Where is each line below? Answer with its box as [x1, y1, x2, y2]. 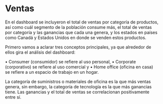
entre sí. [5, 94, 21, 100]
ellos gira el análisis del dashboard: [5, 49, 75, 55]
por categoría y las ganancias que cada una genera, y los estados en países [5, 29, 158, 35]
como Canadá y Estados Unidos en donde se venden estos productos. [5, 35, 146, 41]
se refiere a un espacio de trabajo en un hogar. [5, 69, 99, 75]
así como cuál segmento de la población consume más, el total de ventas [5, 24, 152, 30]
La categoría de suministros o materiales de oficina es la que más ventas [5, 79, 151, 84]
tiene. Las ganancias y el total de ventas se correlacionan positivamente [5, 89, 150, 95]
